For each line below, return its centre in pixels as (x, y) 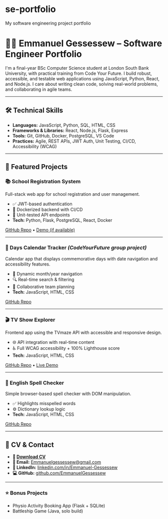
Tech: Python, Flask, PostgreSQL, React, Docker (62, 220)
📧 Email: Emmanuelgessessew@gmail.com (57, 462)
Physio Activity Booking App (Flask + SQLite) (59, 506)
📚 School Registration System (43, 181)
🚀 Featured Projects (36, 167)
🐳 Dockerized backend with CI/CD (47, 210)
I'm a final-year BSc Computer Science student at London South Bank (77, 68)
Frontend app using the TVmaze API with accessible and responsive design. (83, 332)
